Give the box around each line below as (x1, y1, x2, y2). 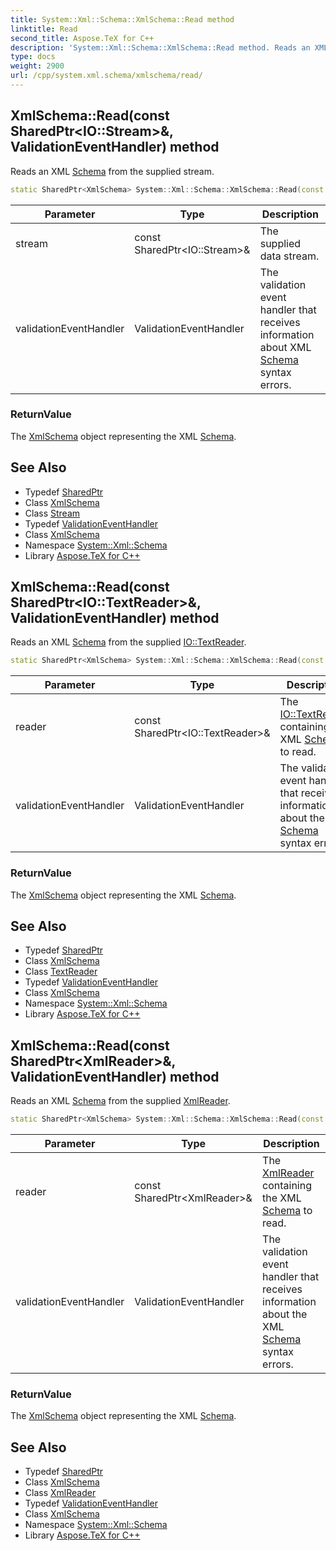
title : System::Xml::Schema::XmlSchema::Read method (10, 14, 235, 25)
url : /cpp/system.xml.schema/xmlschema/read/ (10, 71, 203, 81)
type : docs (10, 52, 56, 62)
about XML (259, 340, 312, 354)
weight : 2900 (10, 61, 65, 71)
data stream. (259, 249, 320, 263)
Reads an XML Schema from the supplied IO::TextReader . (10, 636, 247, 648)
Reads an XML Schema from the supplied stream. (10, 165, 215, 177)
